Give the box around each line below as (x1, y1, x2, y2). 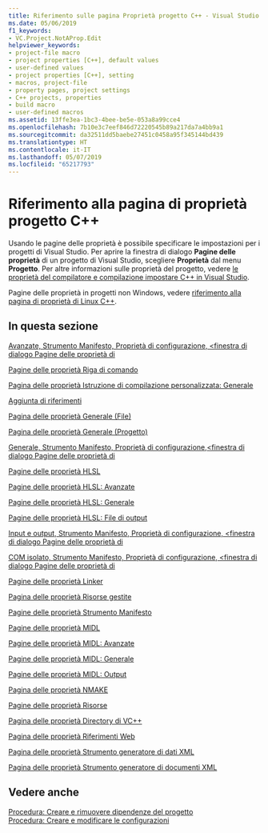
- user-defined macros (8, 109, 84, 117)
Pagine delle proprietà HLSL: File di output (8, 513, 148, 523)
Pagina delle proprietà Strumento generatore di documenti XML (8, 762, 218, 772)
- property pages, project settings (8, 86, 130, 94)
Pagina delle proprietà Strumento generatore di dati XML (8, 747, 194, 756)
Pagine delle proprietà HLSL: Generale (8, 497, 134, 507)
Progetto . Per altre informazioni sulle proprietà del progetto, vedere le (8, 264, 238, 274)
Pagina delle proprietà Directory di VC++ (8, 715, 142, 725)
